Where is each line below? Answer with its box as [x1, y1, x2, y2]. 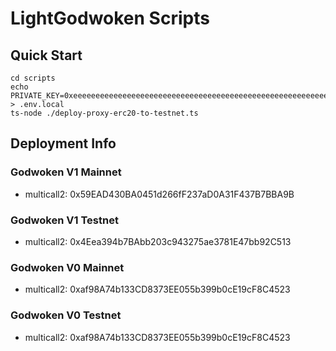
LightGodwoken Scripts [10, 7, 210, 30]
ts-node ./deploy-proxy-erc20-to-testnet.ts [10, 108, 199, 118]
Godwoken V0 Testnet [10, 308, 122, 322]
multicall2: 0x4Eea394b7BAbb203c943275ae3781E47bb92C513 [24, 235, 292, 247]
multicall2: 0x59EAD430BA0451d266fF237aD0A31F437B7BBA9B [24, 188, 295, 200]
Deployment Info [10, 135, 117, 152]
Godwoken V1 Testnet [10, 213, 119, 227]
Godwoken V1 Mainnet [10, 165, 122, 179]
